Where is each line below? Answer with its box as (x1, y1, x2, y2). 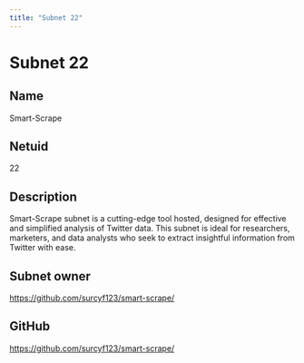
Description (9, 189, 77, 204)
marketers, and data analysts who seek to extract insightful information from (9, 232, 295, 243)
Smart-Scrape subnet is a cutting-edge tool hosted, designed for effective (9, 213, 288, 224)
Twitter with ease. (9, 242, 76, 253)
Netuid (9, 139, 49, 154)
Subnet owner (9, 269, 91, 284)
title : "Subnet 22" (9, 13, 83, 23)
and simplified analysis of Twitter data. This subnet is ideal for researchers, (9, 223, 290, 234)
